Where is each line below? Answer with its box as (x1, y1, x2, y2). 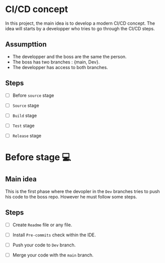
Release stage (12, 133, 42, 139)
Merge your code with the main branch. (12, 252, 94, 258)
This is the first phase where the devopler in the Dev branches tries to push (5, 188, 160, 194)
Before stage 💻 (5, 152, 71, 163)
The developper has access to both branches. (12, 64, 108, 70)
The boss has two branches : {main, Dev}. (12, 59, 100, 65)
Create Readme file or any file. (12, 222, 72, 228)
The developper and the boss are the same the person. (12, 53, 127, 59)
